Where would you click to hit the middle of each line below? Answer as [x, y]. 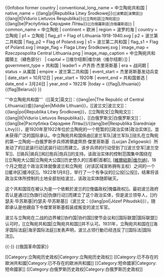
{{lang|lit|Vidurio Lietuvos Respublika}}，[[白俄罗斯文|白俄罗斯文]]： [74, 118]
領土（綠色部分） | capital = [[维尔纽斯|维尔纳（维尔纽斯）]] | [70, 59]
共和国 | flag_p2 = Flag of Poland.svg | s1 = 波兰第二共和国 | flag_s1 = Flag [84, 42]
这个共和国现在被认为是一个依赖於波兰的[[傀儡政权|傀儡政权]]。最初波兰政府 [82, 189]
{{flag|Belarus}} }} [23, 89]
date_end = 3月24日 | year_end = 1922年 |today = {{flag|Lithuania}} [73, 84]
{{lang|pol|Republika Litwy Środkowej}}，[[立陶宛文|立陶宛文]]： [70, 112]
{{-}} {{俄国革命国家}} [27, 247]
